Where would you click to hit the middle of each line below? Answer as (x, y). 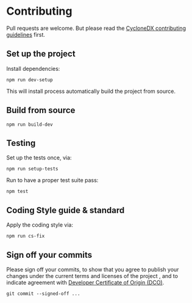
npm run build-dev (30, 124)
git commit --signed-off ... (43, 294)
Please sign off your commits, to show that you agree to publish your (93, 269)
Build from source (41, 110)
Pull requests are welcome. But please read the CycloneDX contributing (96, 28)
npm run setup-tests (33, 169)
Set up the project (41, 54)
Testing (21, 143)
